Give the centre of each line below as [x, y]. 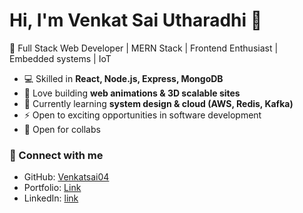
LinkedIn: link [51, 198]
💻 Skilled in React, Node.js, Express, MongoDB [123, 78]
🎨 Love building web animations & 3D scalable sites [132, 93]
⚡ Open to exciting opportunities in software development [142, 115]
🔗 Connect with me [56, 155]
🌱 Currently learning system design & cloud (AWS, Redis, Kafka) [158, 103]
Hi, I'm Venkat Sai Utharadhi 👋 [136, 20]
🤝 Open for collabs [62, 129]
